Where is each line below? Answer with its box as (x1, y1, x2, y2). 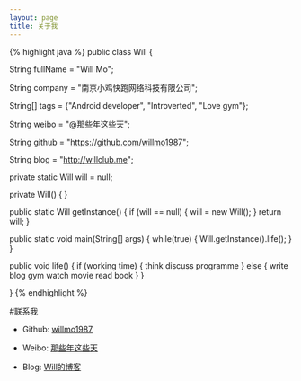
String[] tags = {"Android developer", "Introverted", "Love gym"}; (9, 100, 249, 111)
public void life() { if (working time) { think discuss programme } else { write (9, 260, 289, 270)
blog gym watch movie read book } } (9, 270, 145, 280)
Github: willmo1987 (22, 323, 93, 334)
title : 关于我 (9, 22, 58, 31)
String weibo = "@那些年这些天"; (9, 119, 130, 129)
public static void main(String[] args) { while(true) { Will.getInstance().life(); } (9, 233, 292, 244)
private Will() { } (9, 189, 68, 199)
